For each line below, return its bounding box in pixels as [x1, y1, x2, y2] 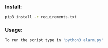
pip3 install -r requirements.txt [5, 15, 77, 20]
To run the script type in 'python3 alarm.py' [5, 38, 104, 43]
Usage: [5, 26, 23, 33]
